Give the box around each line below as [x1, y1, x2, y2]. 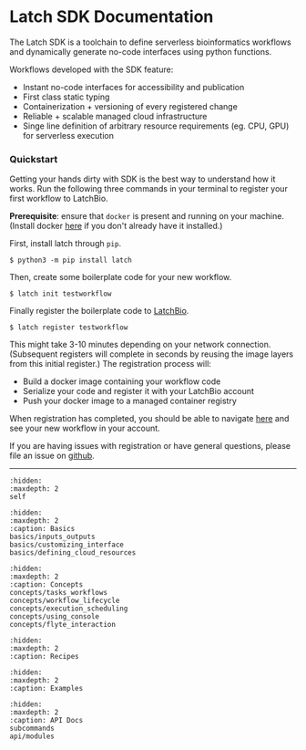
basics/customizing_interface [9, 540, 125, 549]
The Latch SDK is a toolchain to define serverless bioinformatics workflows [9, 36, 291, 47]
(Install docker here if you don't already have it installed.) [9, 221, 223, 232]
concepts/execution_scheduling [9, 604, 128, 613]
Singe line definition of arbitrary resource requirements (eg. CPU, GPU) [22, 120, 290, 131]
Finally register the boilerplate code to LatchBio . [9, 306, 189, 317]
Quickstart [9, 152, 58, 165]
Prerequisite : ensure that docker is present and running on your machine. [9, 211, 285, 222]
